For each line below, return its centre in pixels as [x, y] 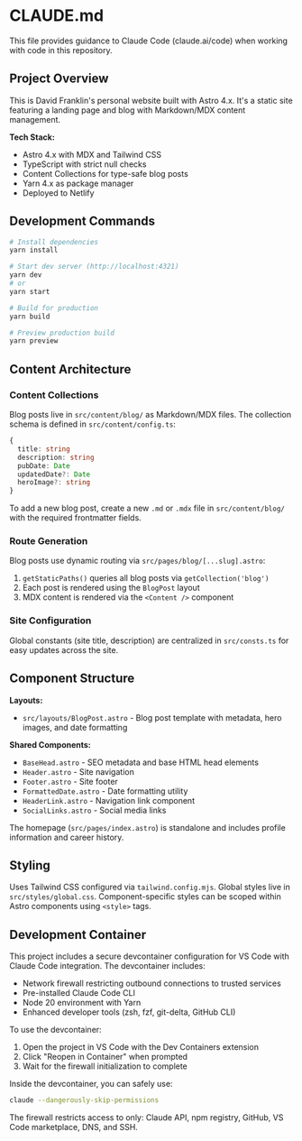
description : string [56, 457]
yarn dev [26, 275]
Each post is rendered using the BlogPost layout [111, 588]
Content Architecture [70, 369]
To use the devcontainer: [55, 1030]
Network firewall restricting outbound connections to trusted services [151, 983]
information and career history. [67, 837]
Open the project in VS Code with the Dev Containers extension [141, 1047]
